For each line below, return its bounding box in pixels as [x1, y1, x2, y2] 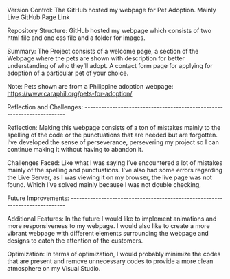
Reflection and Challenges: [7, 103, 84, 111]
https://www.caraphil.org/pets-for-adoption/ [7, 89, 133, 98]
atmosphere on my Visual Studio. [7, 265, 101, 272]
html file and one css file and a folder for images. [7, 34, 146, 42]
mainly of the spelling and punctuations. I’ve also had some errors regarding [7, 166, 223, 174]
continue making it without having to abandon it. [7, 146, 143, 153]
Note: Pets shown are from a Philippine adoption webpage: [7, 82, 174, 90]
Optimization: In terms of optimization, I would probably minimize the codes [7, 250, 221, 258]
